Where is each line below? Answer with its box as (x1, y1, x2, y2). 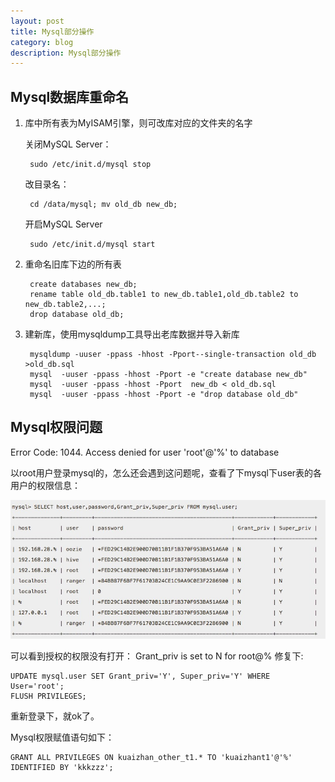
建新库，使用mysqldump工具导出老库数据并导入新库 (24, 328, 240, 340)
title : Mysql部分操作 (10, 26, 95, 37)
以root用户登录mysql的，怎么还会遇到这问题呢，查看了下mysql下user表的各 (10, 466, 323, 479)
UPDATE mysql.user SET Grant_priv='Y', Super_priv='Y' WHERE (10, 671, 271, 681)
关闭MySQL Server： (24, 138, 112, 150)
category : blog (10, 37, 74, 47)
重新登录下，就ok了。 (10, 710, 100, 722)
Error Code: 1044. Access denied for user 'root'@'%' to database (10, 446, 280, 458)
